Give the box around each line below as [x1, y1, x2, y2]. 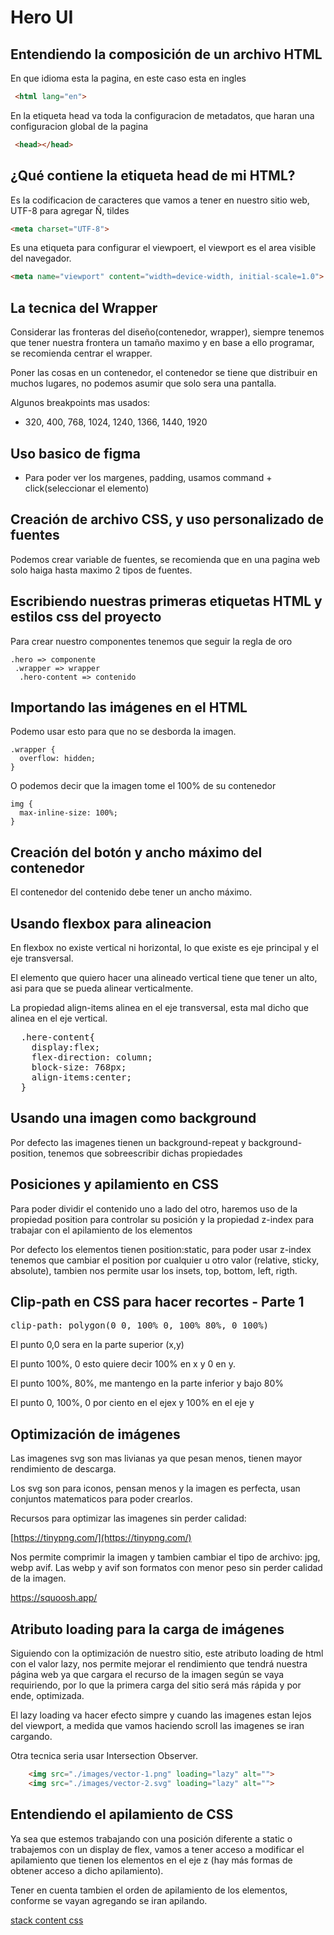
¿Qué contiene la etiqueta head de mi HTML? [10, 167, 296, 185]
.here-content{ [20, 1032, 95, 1043]
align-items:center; [31, 1072, 132, 1083]
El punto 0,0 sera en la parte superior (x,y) [10, 1339, 185, 1351]
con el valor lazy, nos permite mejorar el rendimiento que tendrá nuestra [10, 1658, 308, 1670]
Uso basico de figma [10, 445, 141, 462]
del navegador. [10, 252, 72, 265]
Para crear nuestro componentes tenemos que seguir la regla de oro [10, 635, 293, 647]
